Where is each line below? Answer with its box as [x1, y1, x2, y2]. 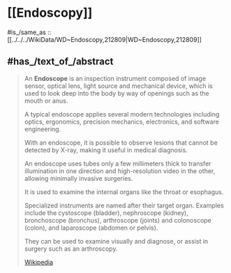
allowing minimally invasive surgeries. [24, 174, 133, 182]
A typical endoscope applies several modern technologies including [24, 110, 220, 118]
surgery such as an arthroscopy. [24, 244, 118, 253]
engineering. [24, 124, 61, 133]
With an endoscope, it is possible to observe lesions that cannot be [24, 138, 218, 147]
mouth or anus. [24, 96, 68, 105]
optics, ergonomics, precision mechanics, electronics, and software [24, 117, 220, 126]
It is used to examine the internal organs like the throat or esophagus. [24, 187, 224, 196]
